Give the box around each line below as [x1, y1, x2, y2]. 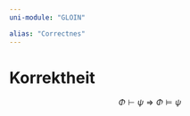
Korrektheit [9, 68, 95, 87]
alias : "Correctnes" [9, 29, 87, 38]
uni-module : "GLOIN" [9, 12, 87, 22]
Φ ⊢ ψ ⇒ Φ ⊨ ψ [118, 97, 182, 108]
